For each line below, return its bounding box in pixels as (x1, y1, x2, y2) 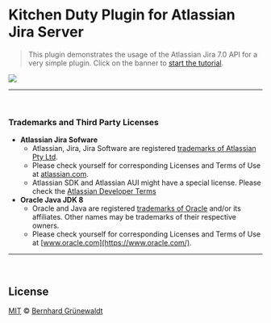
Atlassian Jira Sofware (19, 135, 98, 145)
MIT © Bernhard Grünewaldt (8, 306, 103, 316)
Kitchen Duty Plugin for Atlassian (8, 6, 236, 24)
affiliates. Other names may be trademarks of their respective (31, 212, 236, 222)
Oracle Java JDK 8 (19, 195, 84, 205)
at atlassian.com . (31, 170, 89, 179)
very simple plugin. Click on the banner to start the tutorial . (27, 58, 224, 68)
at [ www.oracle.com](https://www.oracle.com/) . (31, 238, 192, 248)
